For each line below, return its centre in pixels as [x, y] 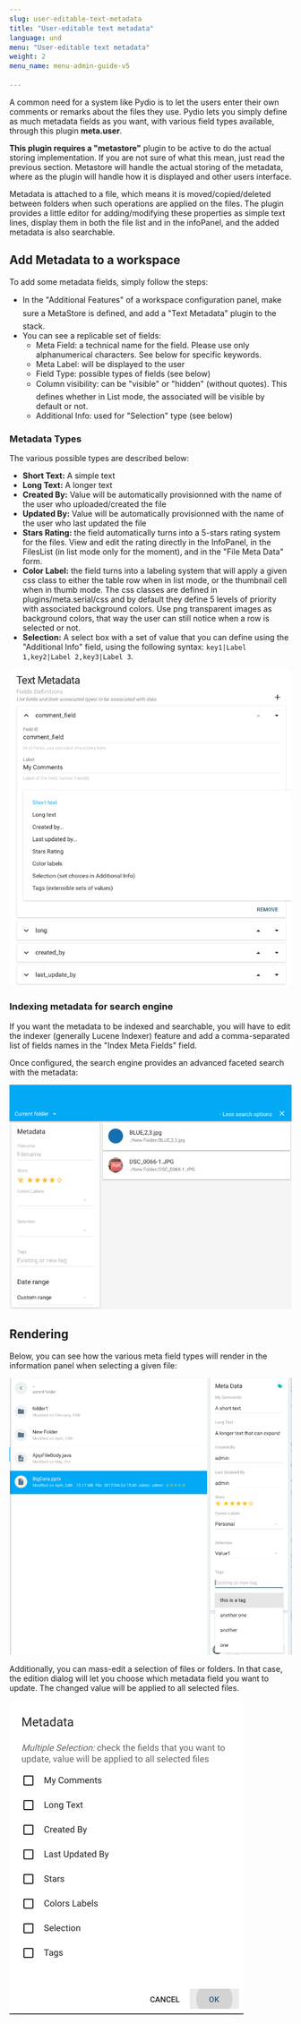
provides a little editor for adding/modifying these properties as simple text [147, 213]
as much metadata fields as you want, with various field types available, [142, 121]
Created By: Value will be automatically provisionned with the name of [152, 494]
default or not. [62, 406]
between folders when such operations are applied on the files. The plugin [146, 203]
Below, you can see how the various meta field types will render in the [138, 1356]
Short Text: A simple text [69, 476]
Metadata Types [46, 439]
